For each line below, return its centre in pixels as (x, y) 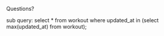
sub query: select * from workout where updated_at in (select (83, 20)
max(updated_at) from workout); (47, 27)
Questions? (20, 9)
